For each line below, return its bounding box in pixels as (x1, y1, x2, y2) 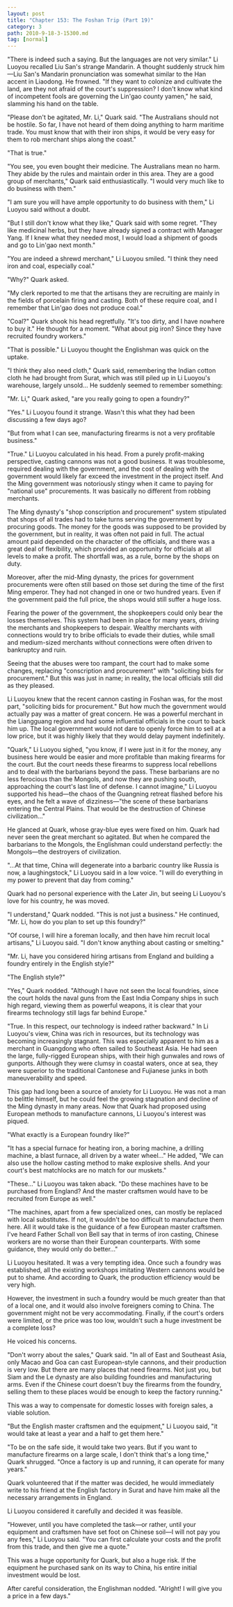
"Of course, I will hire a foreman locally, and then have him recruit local (7, 931, 210, 940)
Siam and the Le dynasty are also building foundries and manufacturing (7, 1373, 212, 1381)
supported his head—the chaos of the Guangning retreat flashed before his (7, 790, 223, 798)
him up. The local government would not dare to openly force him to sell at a (7, 725, 226, 733)
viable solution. (7, 1409, 51, 1417)
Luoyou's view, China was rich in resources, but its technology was (7, 1030, 200, 1038)
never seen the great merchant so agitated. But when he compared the (7, 833, 211, 841)
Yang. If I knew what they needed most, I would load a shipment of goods (7, 234, 218, 242)
